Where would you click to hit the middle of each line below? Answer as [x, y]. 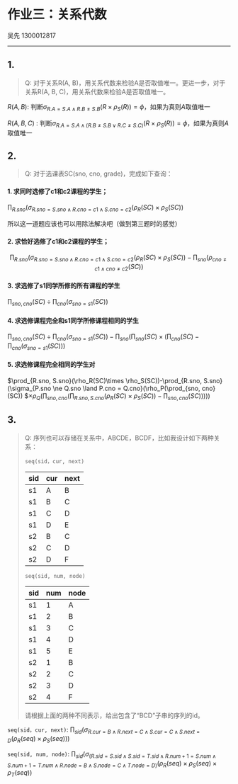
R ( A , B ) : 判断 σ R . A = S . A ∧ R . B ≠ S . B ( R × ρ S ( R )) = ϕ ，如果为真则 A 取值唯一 [109, 107]
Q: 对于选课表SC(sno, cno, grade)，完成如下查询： [98, 174]
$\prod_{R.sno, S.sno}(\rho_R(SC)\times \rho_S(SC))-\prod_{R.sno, [104, 380]
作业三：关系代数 [57, 15]
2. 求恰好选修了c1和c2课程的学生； [58, 241]
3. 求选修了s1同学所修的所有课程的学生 [64, 285]
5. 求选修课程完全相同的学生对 [51, 365]
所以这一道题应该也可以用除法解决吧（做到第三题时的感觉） [94, 224]
